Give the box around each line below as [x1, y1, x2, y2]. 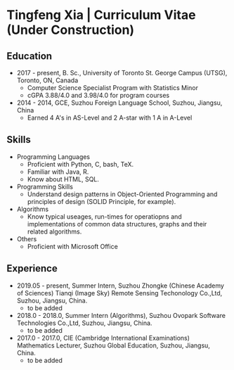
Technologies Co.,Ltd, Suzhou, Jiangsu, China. [16, 319, 152, 327]
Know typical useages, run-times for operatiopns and [27, 212, 182, 221]
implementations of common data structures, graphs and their [27, 219, 207, 228]
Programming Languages [16, 152, 91, 161]
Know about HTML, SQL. [27, 174, 100, 183]
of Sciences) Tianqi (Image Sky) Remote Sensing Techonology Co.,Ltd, [16, 288, 223, 297]
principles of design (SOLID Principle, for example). [27, 197, 176, 205]
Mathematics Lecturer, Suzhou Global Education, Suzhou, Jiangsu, [16, 341, 210, 350]
